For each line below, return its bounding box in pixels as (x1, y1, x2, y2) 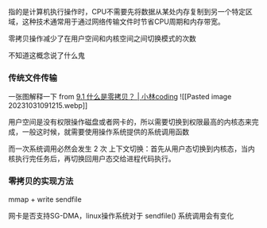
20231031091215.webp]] (8, 101, 88, 110)
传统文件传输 (8, 72, 58, 83)
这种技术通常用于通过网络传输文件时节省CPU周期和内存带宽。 (21, 17, 225, 26)
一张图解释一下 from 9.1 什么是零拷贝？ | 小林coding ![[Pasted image (8, 92, 232, 102)
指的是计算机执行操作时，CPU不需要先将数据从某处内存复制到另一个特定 (8, 7, 246, 16)
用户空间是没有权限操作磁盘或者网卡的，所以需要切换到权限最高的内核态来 (8, 118, 252, 127)
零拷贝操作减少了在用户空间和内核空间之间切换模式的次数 (8, 34, 196, 43)
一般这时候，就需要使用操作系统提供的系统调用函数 (21, 127, 189, 137)
